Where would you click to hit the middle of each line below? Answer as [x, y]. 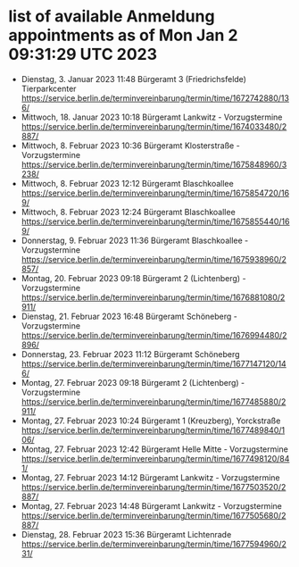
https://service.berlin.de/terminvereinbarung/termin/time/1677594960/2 [154, 544]
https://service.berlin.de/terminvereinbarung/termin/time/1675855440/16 [155, 221]
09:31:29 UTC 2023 [83, 54]
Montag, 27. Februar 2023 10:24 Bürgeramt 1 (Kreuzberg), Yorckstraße [151, 421]
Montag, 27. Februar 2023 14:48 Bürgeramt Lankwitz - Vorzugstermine [151, 505]
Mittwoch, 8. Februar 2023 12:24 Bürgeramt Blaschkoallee [128, 212]
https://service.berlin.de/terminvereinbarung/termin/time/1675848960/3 [154, 164]
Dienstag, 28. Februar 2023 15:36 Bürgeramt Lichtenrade [126, 534]
